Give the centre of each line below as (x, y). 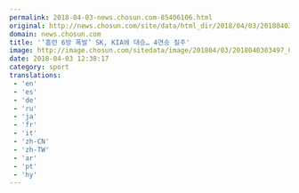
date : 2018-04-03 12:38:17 (59, 59)
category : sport (39, 68)
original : (28, 26)
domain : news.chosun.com (55, 34)
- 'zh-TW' (31, 149)
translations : (36, 76)
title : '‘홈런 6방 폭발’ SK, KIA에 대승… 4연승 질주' (100, 42)
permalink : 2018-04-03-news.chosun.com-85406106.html (111, 17)
